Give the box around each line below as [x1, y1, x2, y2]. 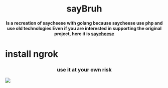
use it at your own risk [57, 66, 112, 73]
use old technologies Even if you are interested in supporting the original [7, 25, 162, 31]
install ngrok [5, 48, 59, 59]
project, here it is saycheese [54, 31, 114, 37]
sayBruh [66, 3, 102, 15]
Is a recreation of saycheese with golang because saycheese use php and [6, 20, 163, 26]
